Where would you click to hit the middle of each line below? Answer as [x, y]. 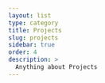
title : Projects [35, 30]
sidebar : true [32, 45]
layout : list [30, 15]
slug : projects [33, 38]
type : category [33, 23]
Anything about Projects [56, 67]
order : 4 [23, 52]
